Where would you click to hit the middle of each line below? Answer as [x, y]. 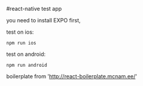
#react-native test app [34, 9]
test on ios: [20, 32]
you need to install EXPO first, [43, 20]
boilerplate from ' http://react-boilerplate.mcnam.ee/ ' [72, 76]
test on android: [26, 54]
